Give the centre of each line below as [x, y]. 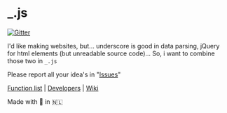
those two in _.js [32, 60]
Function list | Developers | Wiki [53, 88]
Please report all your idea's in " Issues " [64, 74]
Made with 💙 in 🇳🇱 [35, 101]
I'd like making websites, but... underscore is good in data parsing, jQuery [113, 46]
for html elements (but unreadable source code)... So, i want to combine [111, 53]
